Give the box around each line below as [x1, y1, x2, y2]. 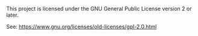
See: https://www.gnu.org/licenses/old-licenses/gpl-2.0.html [6, 23, 157, 30]
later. [6, 11, 19, 19]
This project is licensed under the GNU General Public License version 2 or [6, 5, 192, 12]
